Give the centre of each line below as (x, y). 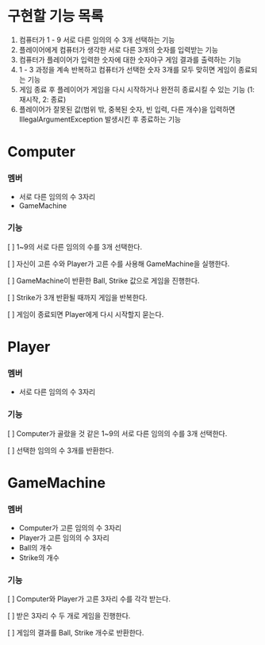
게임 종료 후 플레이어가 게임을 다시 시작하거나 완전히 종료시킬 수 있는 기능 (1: (137, 89)
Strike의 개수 (39, 558)
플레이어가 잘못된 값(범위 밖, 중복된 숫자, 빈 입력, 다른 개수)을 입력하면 (127, 109)
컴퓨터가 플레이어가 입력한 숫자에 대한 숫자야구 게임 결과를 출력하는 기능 (130, 60)
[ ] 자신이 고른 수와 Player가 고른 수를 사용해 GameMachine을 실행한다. (119, 264)
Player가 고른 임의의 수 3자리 (64, 538)
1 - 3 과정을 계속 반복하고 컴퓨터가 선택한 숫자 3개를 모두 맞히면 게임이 (128, 69)
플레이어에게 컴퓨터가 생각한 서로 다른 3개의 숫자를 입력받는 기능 (119, 49)
